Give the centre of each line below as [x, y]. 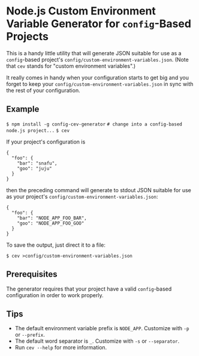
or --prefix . [30, 335]
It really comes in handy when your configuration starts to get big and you [97, 77]
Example [23, 109]
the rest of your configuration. [43, 90]
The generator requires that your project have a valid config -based [89, 289]
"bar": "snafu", [37, 163]
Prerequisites [32, 274]
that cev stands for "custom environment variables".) [71, 66]
